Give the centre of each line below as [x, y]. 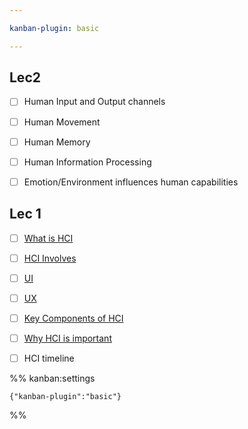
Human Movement [62, 122]
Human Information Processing [87, 162]
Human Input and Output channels [94, 102]
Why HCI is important [67, 338]
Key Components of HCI [73, 318]
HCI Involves [50, 258]
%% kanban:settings [52, 378]
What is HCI [48, 238]
